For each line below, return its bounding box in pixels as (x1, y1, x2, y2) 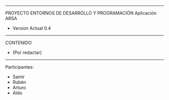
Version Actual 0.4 (12, 25, 51, 31)
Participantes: (5, 64, 34, 70)
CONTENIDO (5, 40, 32, 45)
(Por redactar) (12, 49, 42, 56)
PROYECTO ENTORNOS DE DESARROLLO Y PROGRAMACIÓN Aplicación (5, 10, 157, 16)
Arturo (12, 84, 26, 90)
